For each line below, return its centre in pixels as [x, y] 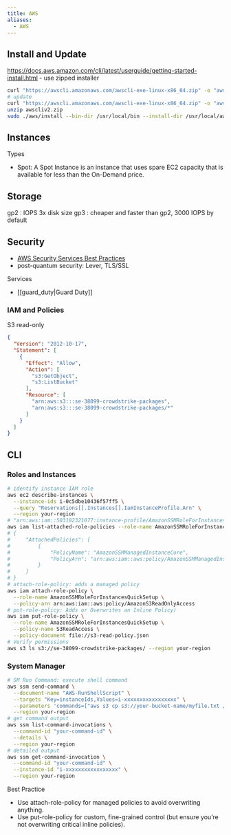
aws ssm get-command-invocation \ [57, 757]
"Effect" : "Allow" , [53, 363]
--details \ [31, 737]
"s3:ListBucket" [55, 382]
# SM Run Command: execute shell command [67, 680]
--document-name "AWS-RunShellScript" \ [72, 693]
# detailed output [33, 750]
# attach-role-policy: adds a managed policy [73, 585]
